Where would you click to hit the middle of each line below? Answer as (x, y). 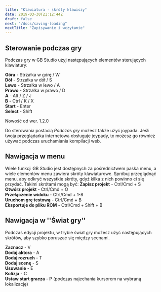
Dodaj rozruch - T (24, 257)
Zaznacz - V (18, 247)
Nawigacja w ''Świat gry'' (45, 221)
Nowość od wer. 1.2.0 (27, 121)
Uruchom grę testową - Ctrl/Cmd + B (43, 200)
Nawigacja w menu (35, 157)
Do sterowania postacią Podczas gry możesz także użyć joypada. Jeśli (77, 130)
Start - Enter (18, 106)
